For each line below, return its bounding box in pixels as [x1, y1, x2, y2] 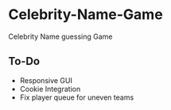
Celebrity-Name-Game [8, 6, 163, 24]
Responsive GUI [19, 75, 73, 85]
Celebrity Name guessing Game [8, 32, 113, 41]
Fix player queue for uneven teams [19, 93, 134, 102]
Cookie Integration [19, 84, 81, 93]
